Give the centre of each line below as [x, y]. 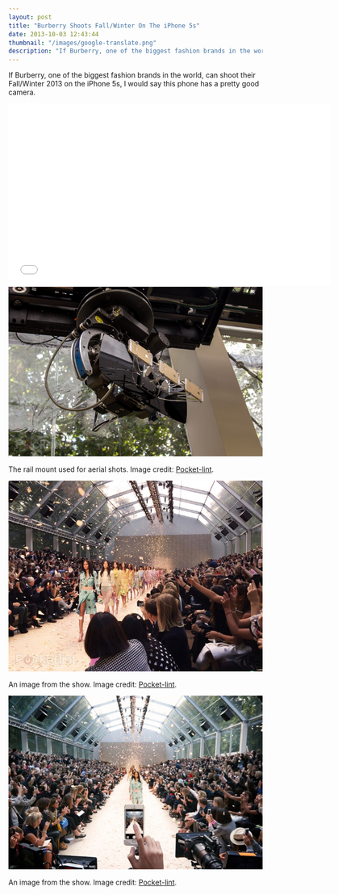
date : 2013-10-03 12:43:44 [54, 34]
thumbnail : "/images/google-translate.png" [83, 43]
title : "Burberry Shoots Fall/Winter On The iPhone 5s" [104, 25]
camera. [22, 92]
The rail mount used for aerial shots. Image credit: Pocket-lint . [111, 469]
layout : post [30, 17]
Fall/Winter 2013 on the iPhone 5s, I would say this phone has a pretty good [134, 84]
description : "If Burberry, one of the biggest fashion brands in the [129, 51]
